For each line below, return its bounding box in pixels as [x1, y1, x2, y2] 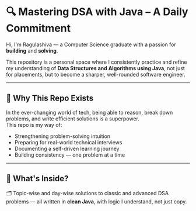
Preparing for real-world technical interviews [14, 139, 123, 146]
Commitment [6, 22, 71, 35]
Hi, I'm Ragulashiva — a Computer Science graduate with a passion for [6, 41, 176, 48]
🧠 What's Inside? [6, 174, 69, 184]
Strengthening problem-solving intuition [14, 133, 111, 140]
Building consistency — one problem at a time [14, 151, 125, 158]
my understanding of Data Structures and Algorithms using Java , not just [6, 64, 185, 71]
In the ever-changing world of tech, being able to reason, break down [6, 109, 173, 116]
